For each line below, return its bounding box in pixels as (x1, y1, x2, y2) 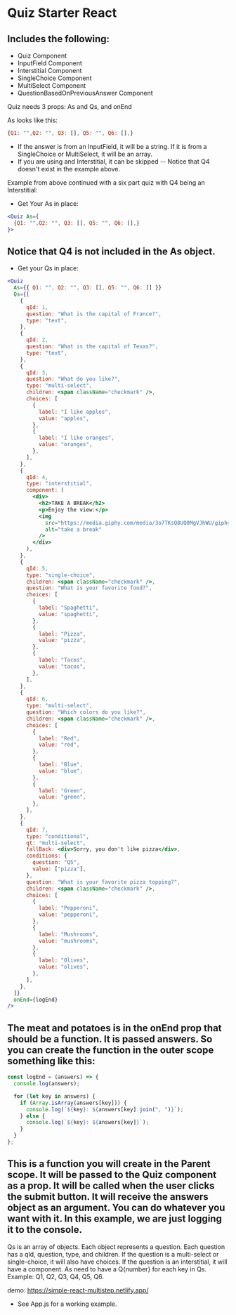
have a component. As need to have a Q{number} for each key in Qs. (7, 1264, 207, 1273)
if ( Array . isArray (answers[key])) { (20, 1099, 128, 1106)
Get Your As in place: (17, 199, 79, 208)
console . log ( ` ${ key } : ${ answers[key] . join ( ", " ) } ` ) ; (25, 1106, 184, 1113)
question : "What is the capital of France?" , (25, 310, 162, 318)
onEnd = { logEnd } (13, 996, 58, 1003)
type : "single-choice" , (25, 571, 96, 579)
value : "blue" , (38, 767, 83, 774)
